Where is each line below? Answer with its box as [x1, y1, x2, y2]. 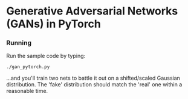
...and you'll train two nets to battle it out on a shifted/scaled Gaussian [6, 74, 180, 82]
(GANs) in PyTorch [6, 17, 101, 31]
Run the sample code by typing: [6, 53, 86, 60]
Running [6, 39, 32, 47]
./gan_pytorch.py [6, 64, 50, 70]
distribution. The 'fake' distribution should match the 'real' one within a [6, 81, 183, 88]
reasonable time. [6, 88, 48, 95]
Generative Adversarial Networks [6, 4, 178, 18]
